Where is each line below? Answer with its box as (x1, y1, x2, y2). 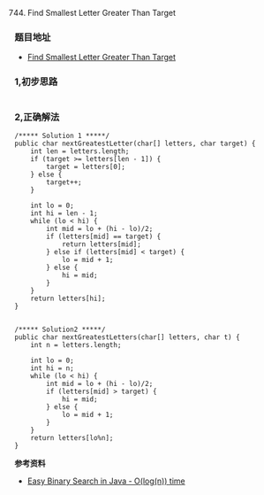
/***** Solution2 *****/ (14, 325, 106, 334)
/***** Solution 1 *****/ (14, 131, 109, 140)
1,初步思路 (14, 75, 58, 88)
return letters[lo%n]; (30, 433, 114, 442)
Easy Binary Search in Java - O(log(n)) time (26, 476, 185, 486)
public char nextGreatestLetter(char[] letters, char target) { (14, 139, 256, 148)
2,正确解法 (14, 111, 60, 123)
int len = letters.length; (30, 146, 130, 156)
